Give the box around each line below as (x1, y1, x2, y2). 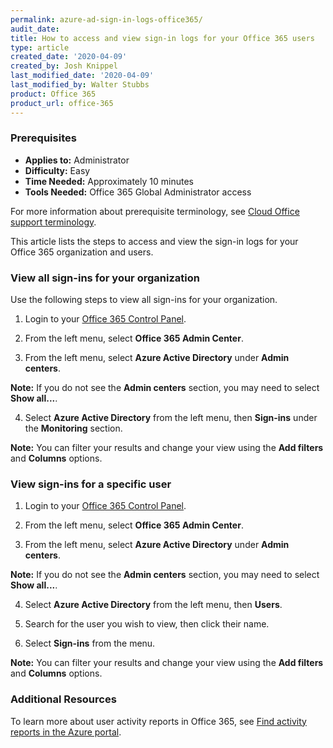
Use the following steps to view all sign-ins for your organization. (10, 294, 278, 306)
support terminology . (10, 216, 97, 228)
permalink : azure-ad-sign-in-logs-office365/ (10, 14, 203, 25)
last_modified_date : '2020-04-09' (10, 71, 155, 81)
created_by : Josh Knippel (10, 61, 118, 71)
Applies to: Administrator (24, 154, 130, 166)
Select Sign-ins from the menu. (24, 637, 156, 650)
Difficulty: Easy (24, 164, 91, 176)
